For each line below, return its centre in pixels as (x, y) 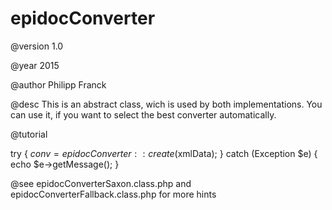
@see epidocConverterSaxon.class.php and (101, 183)
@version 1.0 (37, 46)
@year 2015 (35, 65)
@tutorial (29, 134)
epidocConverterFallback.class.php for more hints (113, 194)
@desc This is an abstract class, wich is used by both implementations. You (166, 104)
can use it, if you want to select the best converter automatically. (143, 114)
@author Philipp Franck (58, 84)
